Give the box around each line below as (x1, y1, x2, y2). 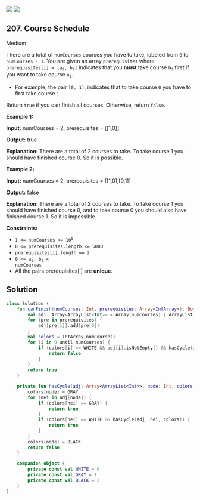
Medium (6, 39, 27, 47)
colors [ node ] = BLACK (27, 439, 82, 445)
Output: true (6, 136, 37, 143)
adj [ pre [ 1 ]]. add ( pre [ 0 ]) (37, 323, 100, 329)
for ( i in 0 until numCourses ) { (27, 339, 111, 345)
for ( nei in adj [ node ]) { (27, 394, 92, 400)
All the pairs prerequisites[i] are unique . (14, 267, 113, 274)
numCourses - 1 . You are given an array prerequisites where (6, 57, 155, 64)
